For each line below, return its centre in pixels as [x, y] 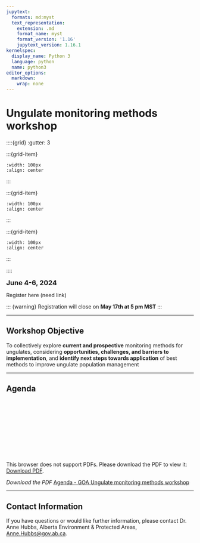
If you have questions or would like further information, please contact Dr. [96, 521]
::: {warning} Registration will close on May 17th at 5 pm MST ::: [84, 306]
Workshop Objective [45, 331]
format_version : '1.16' [46, 39]
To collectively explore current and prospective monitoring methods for [95, 345]
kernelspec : [21, 51]
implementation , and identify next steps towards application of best [92, 358]
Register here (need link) [36, 295]
